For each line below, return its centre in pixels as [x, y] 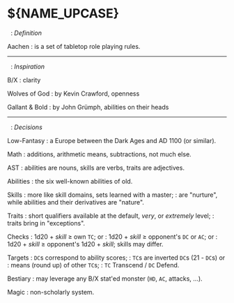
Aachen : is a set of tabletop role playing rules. [74, 46]
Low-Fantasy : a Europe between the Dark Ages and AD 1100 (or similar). [112, 140]
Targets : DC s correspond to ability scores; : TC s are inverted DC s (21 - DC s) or [116, 258]
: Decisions [26, 127]
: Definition [26, 33]
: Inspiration [28, 66]
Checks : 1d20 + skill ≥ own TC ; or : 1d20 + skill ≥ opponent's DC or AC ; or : [112, 237]
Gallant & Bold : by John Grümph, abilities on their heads [88, 107]
